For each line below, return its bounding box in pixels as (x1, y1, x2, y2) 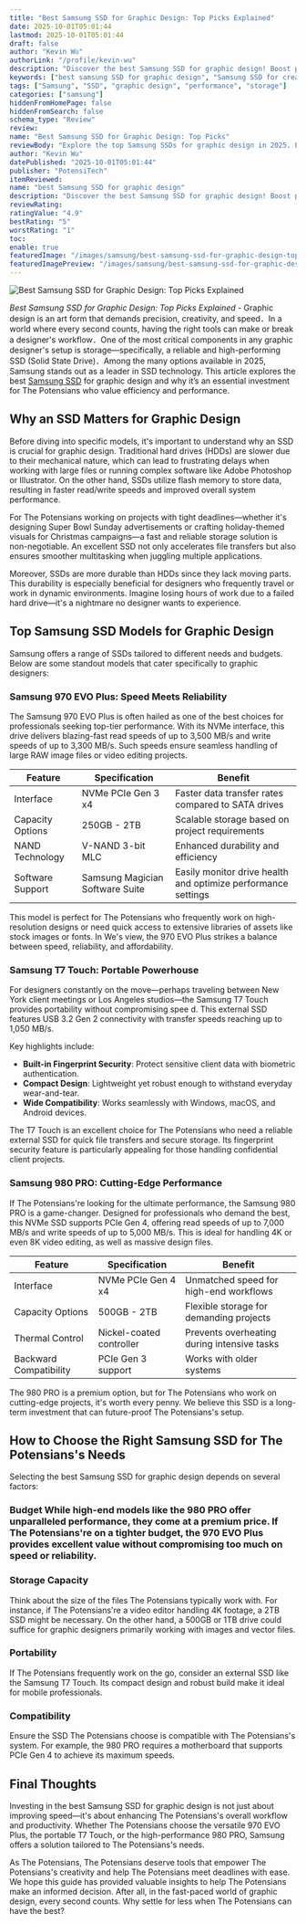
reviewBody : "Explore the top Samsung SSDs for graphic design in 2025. (9, 141, 291, 150)
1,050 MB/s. (9, 1024, 55, 1035)
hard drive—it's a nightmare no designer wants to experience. (9, 597, 241, 608)
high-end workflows (185, 1285, 273, 1298)
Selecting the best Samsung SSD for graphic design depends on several (9, 1471, 280, 1482)
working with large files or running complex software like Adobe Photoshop (9, 465, 292, 476)
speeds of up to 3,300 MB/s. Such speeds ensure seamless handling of (9, 740, 278, 751)
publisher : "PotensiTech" (9, 166, 107, 175)
